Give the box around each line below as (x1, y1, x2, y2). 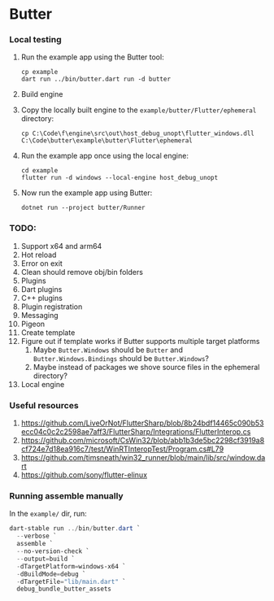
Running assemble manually (9, 490, 124, 501)
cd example (20, 167, 59, 175)
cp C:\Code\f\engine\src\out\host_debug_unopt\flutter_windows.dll (20, 129, 254, 138)
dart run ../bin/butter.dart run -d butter (20, 75, 172, 84)
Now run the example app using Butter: (20, 188, 153, 198)
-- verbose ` (16, 532, 58, 541)
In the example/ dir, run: (9, 509, 88, 519)
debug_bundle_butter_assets (16, 585, 112, 594)
